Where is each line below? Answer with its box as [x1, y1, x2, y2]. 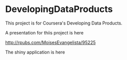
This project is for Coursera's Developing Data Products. [5, 20, 122, 26]
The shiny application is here [5, 49, 66, 55]
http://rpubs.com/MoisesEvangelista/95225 [5, 39, 96, 45]
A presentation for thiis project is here [5, 29, 84, 35]
